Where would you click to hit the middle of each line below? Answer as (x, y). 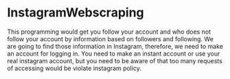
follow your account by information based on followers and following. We (111, 38)
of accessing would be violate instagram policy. (74, 68)
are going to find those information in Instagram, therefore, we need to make (115, 46)
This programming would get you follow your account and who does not (109, 32)
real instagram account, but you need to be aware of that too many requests (115, 60)
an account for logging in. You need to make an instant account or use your (114, 54)
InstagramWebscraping (76, 13)
